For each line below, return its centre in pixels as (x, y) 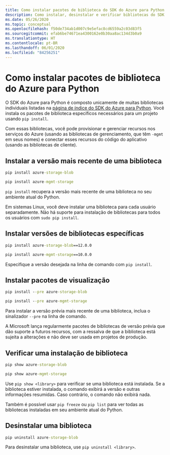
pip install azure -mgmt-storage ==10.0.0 (49, 254)
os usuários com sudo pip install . (42, 218)
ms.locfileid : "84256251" (32, 52)
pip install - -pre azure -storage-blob (46, 292)
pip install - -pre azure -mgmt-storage (46, 301)
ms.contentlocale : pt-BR (31, 43)
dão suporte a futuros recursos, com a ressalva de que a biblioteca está (80, 332)
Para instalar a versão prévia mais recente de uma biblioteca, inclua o (78, 311)
